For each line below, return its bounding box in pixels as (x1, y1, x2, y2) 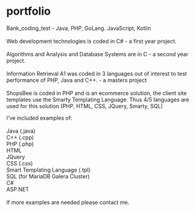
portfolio (6, 4, 51, 18)
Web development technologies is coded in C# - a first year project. (6, 37, 177, 45)
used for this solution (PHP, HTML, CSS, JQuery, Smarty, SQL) (6, 102, 163, 109)
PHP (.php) (6, 140, 34, 147)
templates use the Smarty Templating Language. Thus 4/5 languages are (6, 96, 190, 103)
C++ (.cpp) (6, 133, 34, 141)
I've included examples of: (6, 114, 73, 122)
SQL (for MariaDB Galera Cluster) (6, 172, 90, 180)
